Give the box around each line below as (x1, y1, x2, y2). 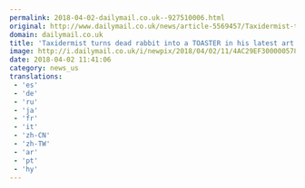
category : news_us (9, 64, 79, 73)
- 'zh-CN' (13, 131, 51, 140)
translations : (9, 72, 64, 81)
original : (9, 22, 47, 31)
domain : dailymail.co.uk (9, 30, 103, 39)
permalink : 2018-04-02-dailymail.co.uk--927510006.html (9, 13, 225, 23)
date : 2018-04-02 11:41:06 (9, 55, 112, 64)
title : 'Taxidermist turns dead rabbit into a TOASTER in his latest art (9, 38, 295, 48)
